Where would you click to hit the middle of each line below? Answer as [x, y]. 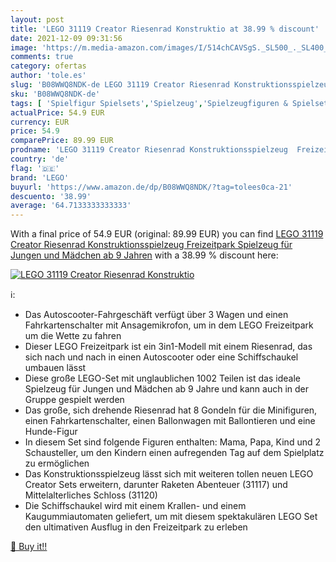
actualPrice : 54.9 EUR [57, 112]
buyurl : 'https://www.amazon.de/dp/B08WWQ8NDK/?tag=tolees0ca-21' [151, 187]
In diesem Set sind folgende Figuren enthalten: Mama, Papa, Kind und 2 [172, 442]
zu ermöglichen [57, 463]
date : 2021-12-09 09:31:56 [66, 38]
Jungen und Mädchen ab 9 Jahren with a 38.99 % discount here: [144, 255]
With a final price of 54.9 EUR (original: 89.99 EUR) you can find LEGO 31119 [167, 234]
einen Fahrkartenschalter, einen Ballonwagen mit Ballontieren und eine [170, 421]
